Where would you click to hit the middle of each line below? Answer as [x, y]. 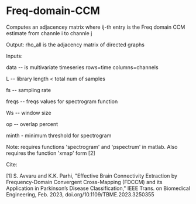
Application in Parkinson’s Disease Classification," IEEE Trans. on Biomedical [98, 188]
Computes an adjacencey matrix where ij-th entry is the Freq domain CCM [96, 27]
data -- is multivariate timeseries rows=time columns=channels [82, 67]
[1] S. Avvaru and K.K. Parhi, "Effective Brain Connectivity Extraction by [92, 176]
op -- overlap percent [32, 124]
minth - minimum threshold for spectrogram [59, 135]
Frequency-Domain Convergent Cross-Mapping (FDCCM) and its [84, 182]
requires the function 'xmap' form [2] [51, 153]
